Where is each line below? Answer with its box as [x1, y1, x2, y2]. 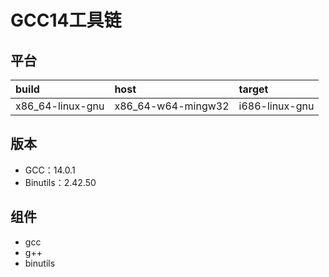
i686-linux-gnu [238, 99, 315, 113]
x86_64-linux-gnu [15, 99, 105, 113]
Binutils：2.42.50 [24, 176, 97, 188]
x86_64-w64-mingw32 [114, 99, 230, 113]
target [238, 82, 269, 96]
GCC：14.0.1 [24, 164, 76, 176]
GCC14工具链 [10, 9, 122, 32]
